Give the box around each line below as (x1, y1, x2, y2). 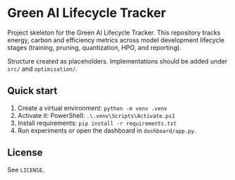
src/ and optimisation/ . (7, 64, 78, 73)
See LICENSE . (7, 165, 44, 174)
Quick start (7, 85, 58, 97)
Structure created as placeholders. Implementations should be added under (7, 56, 228, 65)
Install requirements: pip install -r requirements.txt (17, 119, 177, 127)
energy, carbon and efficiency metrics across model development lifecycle (7, 35, 224, 44)
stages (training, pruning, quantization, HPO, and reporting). (7, 43, 182, 52)
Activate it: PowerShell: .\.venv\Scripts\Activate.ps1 (17, 111, 175, 119)
